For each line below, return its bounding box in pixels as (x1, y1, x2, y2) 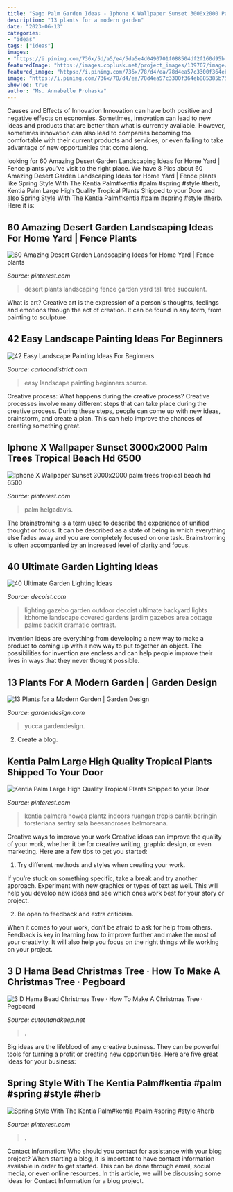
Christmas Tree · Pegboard (7, 976, 126, 988)
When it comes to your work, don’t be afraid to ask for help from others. (7, 923, 213, 931)
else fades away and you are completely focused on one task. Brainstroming (7, 533, 226, 542)
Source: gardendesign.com (7, 709, 85, 717)
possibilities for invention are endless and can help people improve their (7, 649, 213, 657)
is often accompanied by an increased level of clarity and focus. (7, 541, 191, 549)
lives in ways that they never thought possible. (7, 657, 140, 665)
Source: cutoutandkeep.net (7, 1015, 85, 1024)
